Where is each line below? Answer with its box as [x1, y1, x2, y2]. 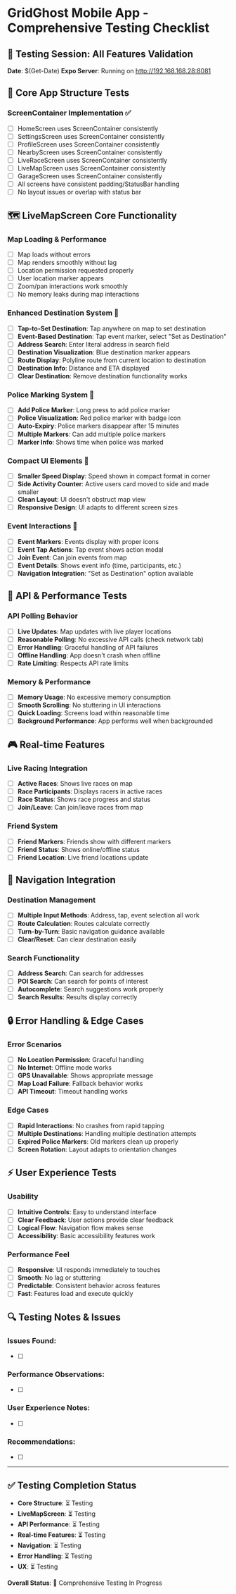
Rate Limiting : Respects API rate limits [17, 659, 129, 667]
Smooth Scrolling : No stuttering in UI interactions [17, 701, 162, 710]
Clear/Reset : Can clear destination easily [17, 935, 137, 944]
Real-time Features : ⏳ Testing [17, 1531, 106, 1539]
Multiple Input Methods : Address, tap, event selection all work [17, 911, 200, 920]
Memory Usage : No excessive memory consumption [17, 693, 171, 702]
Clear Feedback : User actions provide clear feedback [17, 1216, 173, 1224]
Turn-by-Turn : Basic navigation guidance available [17, 927, 165, 935]
